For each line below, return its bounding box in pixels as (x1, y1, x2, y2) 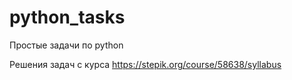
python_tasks (9, 6, 126, 29)
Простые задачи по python (9, 39, 124, 51)
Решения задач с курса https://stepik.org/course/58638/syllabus (9, 58, 282, 70)
